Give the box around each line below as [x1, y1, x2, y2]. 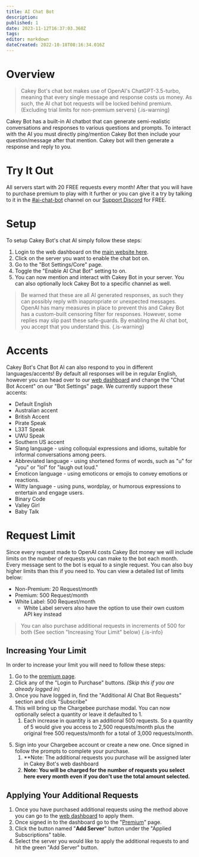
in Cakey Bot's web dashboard [23, 760, 99, 768]
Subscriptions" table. [14, 831, 67, 839]
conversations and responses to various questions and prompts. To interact [6, 124, 191, 131]
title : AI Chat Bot [6, 8, 55, 15]
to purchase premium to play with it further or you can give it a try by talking [6, 190, 192, 197]
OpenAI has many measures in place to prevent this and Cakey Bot [20, 304, 184, 311]
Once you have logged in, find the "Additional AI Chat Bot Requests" [14, 692, 182, 699]
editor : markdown [6, 36, 49, 42]
